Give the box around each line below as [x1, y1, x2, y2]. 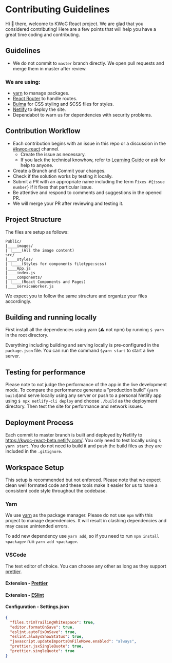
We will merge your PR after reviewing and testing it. [12, 200, 124, 206]
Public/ [5, 239, 22, 244]
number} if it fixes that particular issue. [12, 184, 93, 190]
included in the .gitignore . [5, 448, 63, 454]
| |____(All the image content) [5, 248, 74, 253]
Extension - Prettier [5, 580, 48, 586]
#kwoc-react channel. [12, 145, 60, 152]
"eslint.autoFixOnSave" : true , [10, 629, 77, 635]
